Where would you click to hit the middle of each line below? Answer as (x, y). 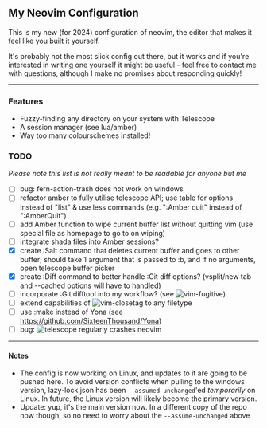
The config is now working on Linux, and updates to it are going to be (133, 373)
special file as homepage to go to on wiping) (92, 233)
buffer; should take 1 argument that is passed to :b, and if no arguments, (137, 259)
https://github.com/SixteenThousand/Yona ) (91, 320)
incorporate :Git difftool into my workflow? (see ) (123, 293)
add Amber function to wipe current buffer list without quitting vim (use (136, 224)
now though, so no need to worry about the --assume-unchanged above (135, 416)
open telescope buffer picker (67, 268)
